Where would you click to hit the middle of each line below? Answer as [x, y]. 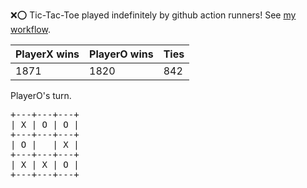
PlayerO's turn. [41, 95]
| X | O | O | [45, 124]
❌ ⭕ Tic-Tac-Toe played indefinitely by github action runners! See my [153, 15]
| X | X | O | [45, 164]
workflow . [30, 29]
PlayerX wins [47, 54]
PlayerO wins [121, 54]
